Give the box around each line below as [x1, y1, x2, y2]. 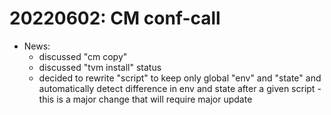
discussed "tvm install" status [38, 61, 162, 73]
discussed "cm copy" [38, 50, 128, 62]
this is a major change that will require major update [38, 93, 253, 105]
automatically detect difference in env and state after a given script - [38, 82, 322, 94]
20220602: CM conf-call [9, 7, 221, 30]
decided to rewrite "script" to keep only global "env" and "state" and [38, 72, 322, 84]
